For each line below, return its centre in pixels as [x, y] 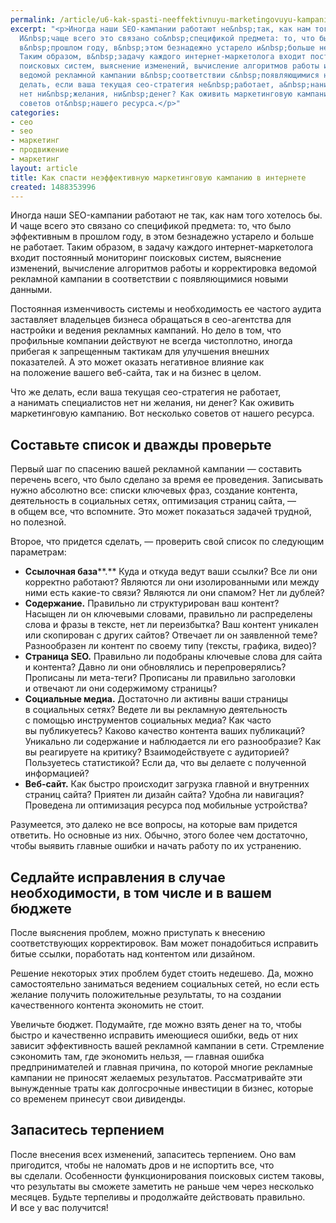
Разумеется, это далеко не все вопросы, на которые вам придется [154, 825]
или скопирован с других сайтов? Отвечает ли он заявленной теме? [171, 635]
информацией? [57, 773]
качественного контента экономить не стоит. [107, 1005]
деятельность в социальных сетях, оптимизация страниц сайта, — [153, 501]
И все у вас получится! [59, 1207]
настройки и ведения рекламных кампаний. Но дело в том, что [146, 330]
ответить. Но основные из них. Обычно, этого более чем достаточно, [159, 835]
